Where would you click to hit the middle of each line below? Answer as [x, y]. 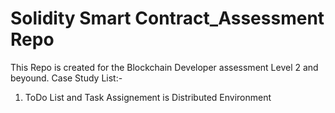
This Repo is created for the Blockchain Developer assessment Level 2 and [164, 67]
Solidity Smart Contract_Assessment [167, 18]
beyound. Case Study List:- [66, 78]
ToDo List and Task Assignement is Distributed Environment [148, 97]
